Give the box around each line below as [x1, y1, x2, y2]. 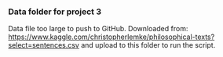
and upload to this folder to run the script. [81, 41, 216, 50]
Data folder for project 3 [8, 6, 102, 17]
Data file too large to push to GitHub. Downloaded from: [8, 24, 188, 34]
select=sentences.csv [8, 41, 80, 50]
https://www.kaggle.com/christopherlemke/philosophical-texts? [8, 32, 215, 41]
